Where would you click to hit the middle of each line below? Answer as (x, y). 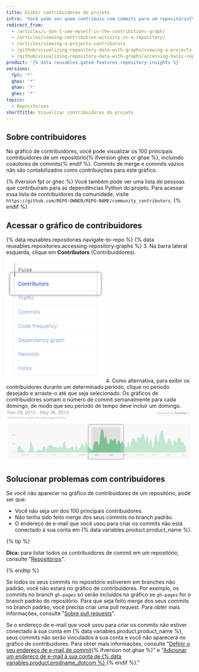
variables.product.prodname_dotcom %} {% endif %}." (73, 663)
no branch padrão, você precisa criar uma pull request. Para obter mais (93, 607)
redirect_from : (25, 25)
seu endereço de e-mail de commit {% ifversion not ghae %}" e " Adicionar (97, 650)
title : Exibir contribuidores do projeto (58, 12)
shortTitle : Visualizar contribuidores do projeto (70, 112)
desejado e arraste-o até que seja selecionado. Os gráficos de (82, 393)
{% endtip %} (23, 571)
